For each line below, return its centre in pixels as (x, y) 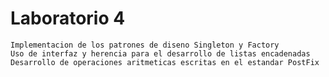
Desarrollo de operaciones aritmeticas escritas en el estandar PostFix (165, 62)
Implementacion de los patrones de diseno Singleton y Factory (145, 45)
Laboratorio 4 (68, 18)
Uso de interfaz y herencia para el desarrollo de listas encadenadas (160, 53)
